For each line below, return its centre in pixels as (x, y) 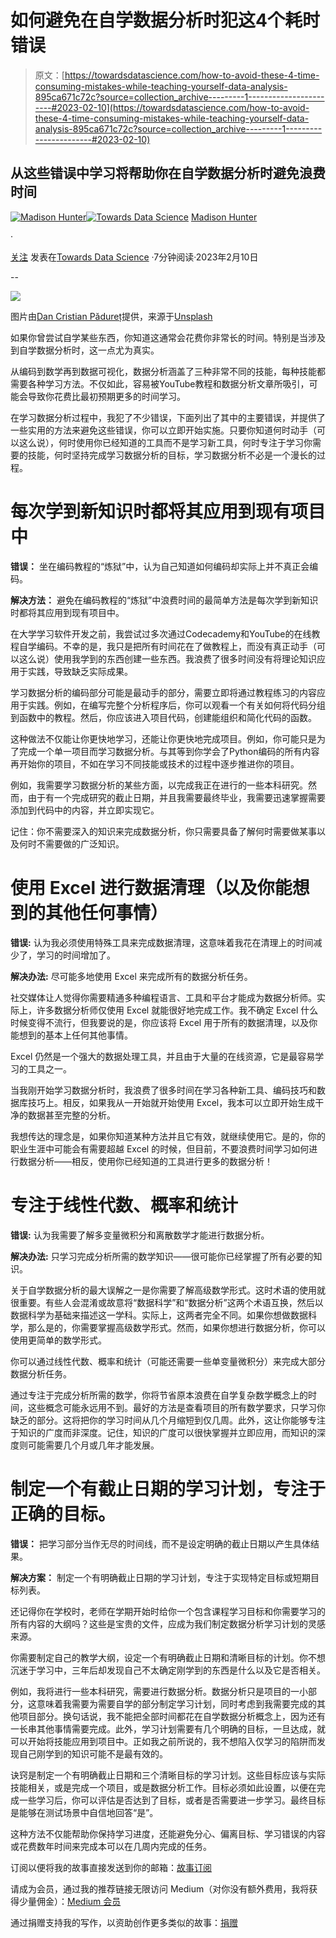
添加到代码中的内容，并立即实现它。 (85, 810)
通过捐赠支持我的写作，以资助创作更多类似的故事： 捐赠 (124, 1922)
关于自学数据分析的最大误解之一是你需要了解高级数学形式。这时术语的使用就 (168, 1290)
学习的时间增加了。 (76, 955)
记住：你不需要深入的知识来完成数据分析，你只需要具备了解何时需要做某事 (163, 831)
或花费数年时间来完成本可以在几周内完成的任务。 (111, 1846)
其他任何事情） (107, 912)
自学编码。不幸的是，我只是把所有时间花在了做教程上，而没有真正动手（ (167, 646)
